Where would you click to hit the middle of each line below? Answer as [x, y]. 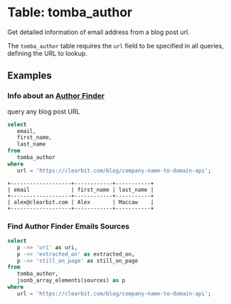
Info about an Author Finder [56, 96]
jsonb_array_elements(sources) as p [71, 281]
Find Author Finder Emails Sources [69, 226]
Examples [29, 76]
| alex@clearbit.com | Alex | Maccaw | [81, 202]
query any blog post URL [44, 112]
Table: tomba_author [70, 12]
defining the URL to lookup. [47, 53]
